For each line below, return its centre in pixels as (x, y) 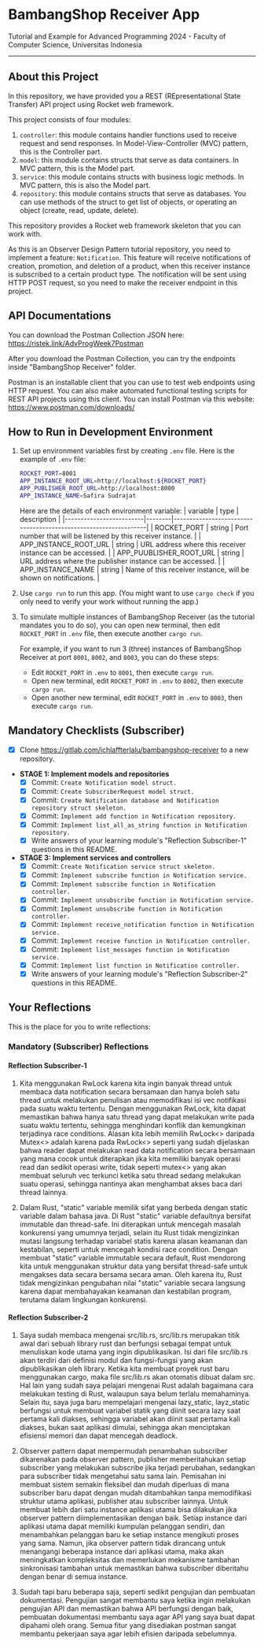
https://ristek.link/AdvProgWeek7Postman (76, 343)
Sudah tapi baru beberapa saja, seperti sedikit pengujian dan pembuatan (137, 1592)
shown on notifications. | (59, 578)
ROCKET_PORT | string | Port (202, 527)
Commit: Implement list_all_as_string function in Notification (139, 825)
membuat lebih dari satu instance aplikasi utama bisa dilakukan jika (128, 1509)
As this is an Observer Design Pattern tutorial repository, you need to (119, 249)
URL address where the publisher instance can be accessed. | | (122, 560)
